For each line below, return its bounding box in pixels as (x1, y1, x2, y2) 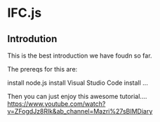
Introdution (7, 33, 58, 45)
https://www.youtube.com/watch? (7, 100, 106, 108)
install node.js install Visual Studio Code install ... (7, 79, 149, 87)
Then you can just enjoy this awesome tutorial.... (7, 93, 147, 100)
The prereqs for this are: (7, 65, 78, 73)
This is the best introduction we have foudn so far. (7, 51, 152, 60)
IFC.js (7, 5, 42, 21)
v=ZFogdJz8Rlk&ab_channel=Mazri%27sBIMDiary (7, 107, 153, 115)
